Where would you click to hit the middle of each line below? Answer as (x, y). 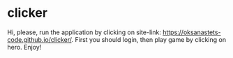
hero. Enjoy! (24, 47)
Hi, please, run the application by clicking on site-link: (84, 32)
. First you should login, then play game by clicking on (149, 39)
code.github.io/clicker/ (39, 39)
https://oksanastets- (192, 32)
